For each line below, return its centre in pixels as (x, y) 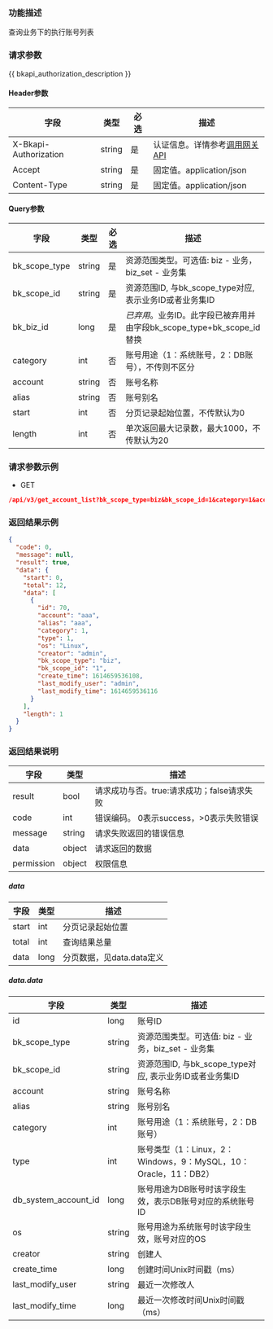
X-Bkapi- (31, 144)
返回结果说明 (34, 752)
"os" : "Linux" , (63, 646)
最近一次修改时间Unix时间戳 (191, 1300)
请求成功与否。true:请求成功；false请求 (170, 790)
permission (34, 863)
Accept (26, 169)
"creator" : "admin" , (72, 653)
